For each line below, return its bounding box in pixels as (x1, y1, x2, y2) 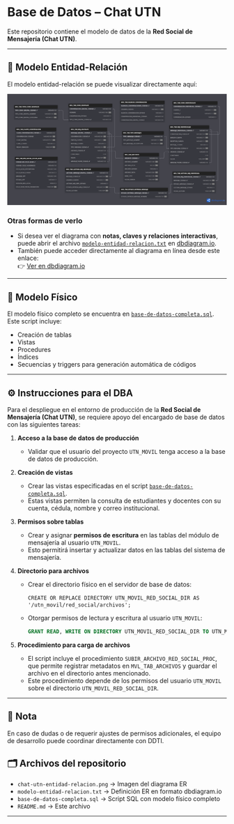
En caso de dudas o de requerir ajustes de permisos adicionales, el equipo (7, 729, 221, 738)
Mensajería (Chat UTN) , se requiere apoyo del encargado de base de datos (7, 413, 225, 422)
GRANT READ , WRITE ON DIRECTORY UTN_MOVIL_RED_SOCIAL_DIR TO (27, 628, 209, 635)
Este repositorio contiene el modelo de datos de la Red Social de (7, 27, 193, 36)
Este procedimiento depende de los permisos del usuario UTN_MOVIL (27, 676, 221, 685)
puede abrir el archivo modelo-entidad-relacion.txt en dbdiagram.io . (17, 239, 217, 247)
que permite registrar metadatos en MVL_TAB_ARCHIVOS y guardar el (27, 662, 217, 670)
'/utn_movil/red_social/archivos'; (27, 602, 131, 609)
